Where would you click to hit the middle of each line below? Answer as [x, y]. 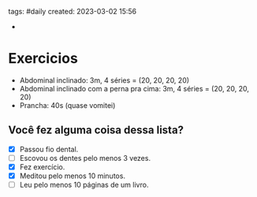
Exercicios [43, 59]
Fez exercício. [42, 167]
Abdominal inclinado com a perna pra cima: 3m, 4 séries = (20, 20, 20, [134, 88]
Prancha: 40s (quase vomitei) [67, 105]
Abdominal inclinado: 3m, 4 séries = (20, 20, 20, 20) [104, 80]
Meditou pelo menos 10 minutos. [73, 176]
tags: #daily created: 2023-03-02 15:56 [72, 11]
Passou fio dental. [49, 149]
